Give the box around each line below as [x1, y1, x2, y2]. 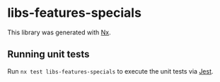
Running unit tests [7, 48, 90, 60]
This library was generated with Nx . [7, 28, 111, 36]
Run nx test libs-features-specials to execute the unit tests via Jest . [7, 67, 214, 75]
